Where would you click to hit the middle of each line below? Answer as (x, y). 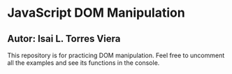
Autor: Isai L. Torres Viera (64, 39)
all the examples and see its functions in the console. (84, 63)
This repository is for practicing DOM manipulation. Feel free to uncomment (116, 55)
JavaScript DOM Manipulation (96, 13)
